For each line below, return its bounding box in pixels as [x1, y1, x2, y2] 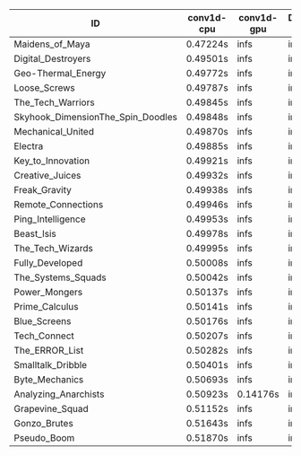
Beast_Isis [13, 228, 56, 240]
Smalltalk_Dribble [13, 359, 88, 371]
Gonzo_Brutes [13, 417, 73, 429]
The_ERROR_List [13, 345, 84, 356]
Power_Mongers [13, 286, 83, 298]
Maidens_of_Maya [13, 38, 90, 50]
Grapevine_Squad [13, 403, 90, 415]
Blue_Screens [13, 315, 72, 327]
